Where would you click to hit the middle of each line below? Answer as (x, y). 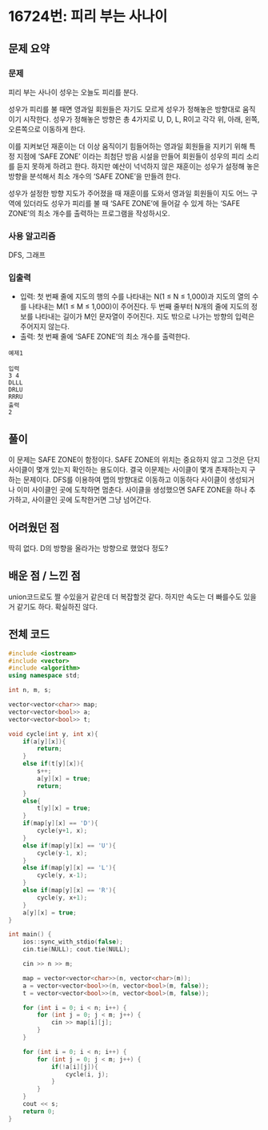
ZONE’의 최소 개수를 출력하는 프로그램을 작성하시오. (89, 213)
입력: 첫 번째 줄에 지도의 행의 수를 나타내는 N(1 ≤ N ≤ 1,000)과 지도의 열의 (135, 296)
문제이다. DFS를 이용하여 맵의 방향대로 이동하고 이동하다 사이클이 (125, 480)
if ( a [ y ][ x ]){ (44, 742)
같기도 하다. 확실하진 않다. (57, 606)
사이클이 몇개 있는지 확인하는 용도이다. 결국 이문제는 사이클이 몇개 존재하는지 (128, 470)
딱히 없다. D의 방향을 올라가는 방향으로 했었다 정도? (88, 549)
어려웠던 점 (34, 527)
